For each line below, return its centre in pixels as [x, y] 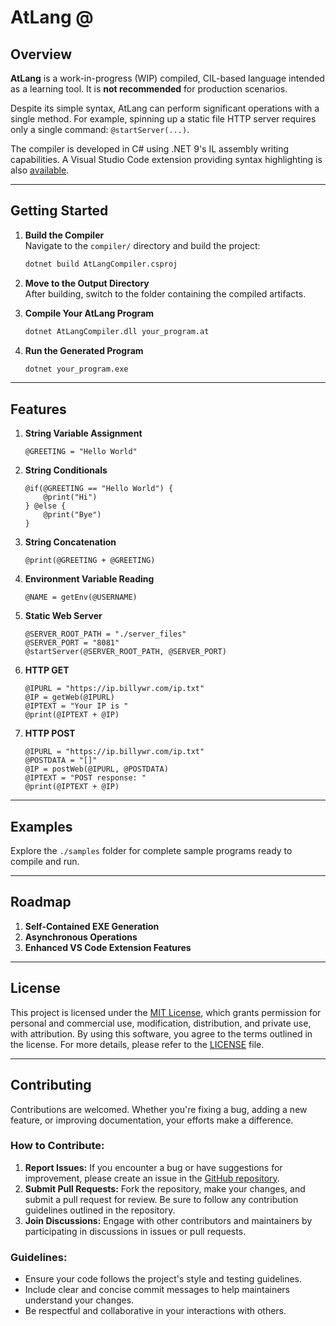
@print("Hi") [70, 497]
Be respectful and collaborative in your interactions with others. [155, 1311]
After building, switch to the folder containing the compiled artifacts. [165, 293]
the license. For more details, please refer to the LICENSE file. [137, 1044]
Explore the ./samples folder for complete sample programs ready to [151, 851]
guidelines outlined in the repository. [100, 1210]
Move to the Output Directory [87, 283]
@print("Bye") [72, 515]
